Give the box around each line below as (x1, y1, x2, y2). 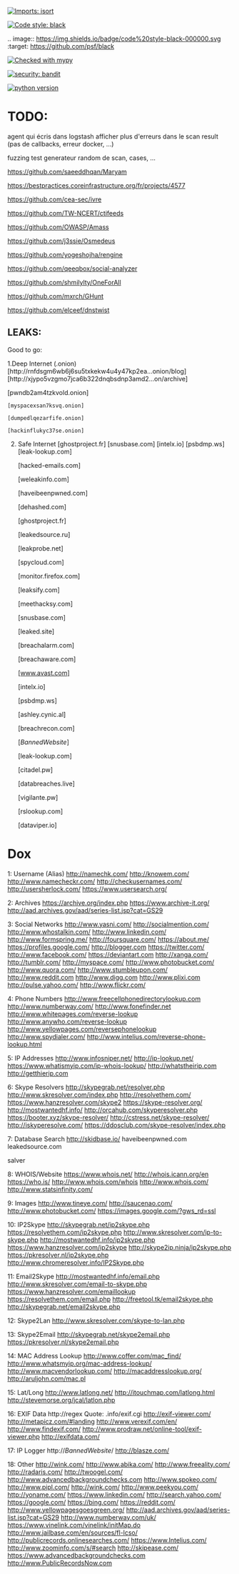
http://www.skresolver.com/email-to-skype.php (7, 1279, 148, 1288)
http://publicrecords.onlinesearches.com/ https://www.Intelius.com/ (7, 1535, 207, 1544)
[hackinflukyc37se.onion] (7, 427, 84, 434)
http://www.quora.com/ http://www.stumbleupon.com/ (7, 965, 168, 974)
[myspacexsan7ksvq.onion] (7, 402, 84, 409)
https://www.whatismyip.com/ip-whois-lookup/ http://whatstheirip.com (7, 1061, 217, 1070)
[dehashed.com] (17, 502, 66, 511)
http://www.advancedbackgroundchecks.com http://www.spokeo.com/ (7, 1475, 218, 1483)
